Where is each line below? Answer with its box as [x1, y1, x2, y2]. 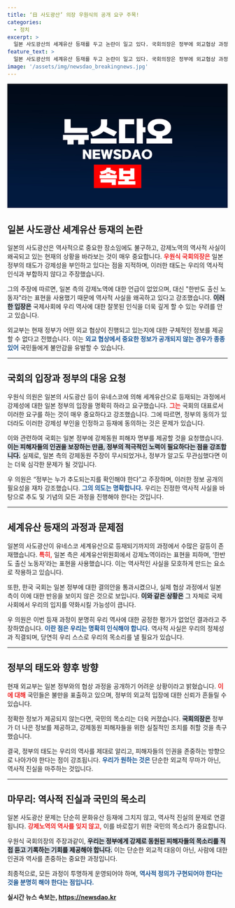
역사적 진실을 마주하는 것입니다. [7, 764, 94, 773]
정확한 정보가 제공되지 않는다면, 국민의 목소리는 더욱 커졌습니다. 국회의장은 [7, 714, 211, 723]
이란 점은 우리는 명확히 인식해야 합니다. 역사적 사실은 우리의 [44, 624, 206, 632]
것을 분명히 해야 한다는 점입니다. [7, 878, 94, 887]
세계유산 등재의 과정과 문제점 [7, 521, 124, 533]
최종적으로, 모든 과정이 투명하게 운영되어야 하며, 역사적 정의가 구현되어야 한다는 [7, 869, 223, 878]
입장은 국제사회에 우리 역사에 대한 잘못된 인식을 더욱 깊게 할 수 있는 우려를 [14, 302, 215, 311]
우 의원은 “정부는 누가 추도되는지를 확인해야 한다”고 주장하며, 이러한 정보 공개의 [7, 474, 224, 483]
